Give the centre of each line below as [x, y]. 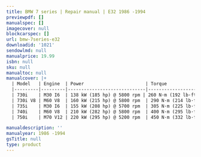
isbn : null [20, 61]
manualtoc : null [26, 73]
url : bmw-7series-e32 [33, 39]
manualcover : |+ [26, 78]
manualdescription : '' [34, 128]
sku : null [19, 67]
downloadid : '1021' [31, 45]
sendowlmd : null [26, 51]
